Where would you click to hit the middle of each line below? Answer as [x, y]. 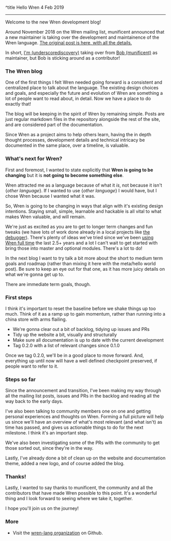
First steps [19, 297]
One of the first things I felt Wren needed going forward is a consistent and [84, 82]
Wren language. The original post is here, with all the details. [69, 43]
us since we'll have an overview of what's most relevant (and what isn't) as [84, 422]
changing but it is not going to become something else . [64, 175]
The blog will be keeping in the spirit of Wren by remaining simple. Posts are [85, 114]
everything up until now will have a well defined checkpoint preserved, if [81, 360]
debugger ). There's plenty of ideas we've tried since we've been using [79, 237]
